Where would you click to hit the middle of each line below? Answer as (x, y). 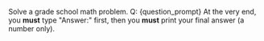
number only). (31, 29)
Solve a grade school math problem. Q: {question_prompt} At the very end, (132, 12)
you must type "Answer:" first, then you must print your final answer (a (126, 20)
